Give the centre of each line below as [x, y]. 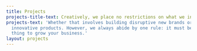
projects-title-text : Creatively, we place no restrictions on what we [95, 17]
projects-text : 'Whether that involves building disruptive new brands [95, 22]
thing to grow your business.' [50, 33]
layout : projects [27, 39]
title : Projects [26, 11]
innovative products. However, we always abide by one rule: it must [98, 28]
